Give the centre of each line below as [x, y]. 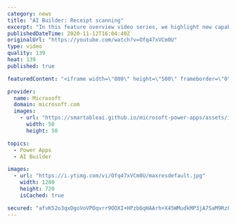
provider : [22, 91]
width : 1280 [37, 183]
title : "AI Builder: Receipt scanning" [66, 20]
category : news [29, 14]
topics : [19, 144]
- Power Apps [33, 150]
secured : [20, 208]
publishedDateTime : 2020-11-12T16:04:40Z [69, 33]
